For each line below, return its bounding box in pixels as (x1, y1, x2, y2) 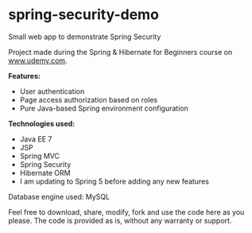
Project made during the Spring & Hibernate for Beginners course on (8, 47, 233, 56)
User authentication (19, 86, 85, 96)
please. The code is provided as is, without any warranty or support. (8, 216, 232, 225)
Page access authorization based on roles (19, 95, 157, 104)
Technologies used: (8, 118, 76, 128)
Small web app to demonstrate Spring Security (8, 32, 161, 41)
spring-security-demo (8, 6, 159, 24)
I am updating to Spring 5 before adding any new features (19, 177, 209, 186)
